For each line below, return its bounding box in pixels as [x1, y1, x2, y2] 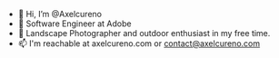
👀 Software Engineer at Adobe [17, 18, 132, 29]
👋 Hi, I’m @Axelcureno [17, 9, 103, 19]
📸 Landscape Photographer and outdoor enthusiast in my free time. [17, 28, 271, 38]
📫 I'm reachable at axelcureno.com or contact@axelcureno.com [17, 38, 261, 49]
